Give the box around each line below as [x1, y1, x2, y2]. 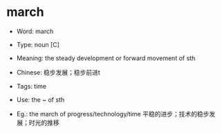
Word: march [16, 27, 54, 35]
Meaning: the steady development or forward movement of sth [16, 53, 196, 62]
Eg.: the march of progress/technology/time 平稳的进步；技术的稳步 [16, 109, 210, 118]
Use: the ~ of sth [16, 95, 65, 104]
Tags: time [16, 82, 47, 90]
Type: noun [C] [16, 40, 60, 48]
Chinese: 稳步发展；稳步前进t [16, 68, 101, 76]
